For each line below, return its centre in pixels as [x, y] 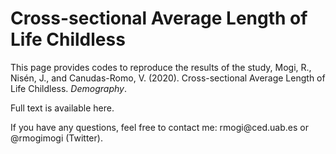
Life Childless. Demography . [68, 88]
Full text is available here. [62, 108]
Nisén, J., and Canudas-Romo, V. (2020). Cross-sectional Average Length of [168, 78]
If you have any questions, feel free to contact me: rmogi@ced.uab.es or [159, 127]
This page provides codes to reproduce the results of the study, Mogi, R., [161, 67]
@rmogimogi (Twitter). [56, 138]
